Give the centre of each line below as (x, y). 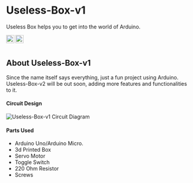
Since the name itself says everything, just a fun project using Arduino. (92, 77)
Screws (24, 175)
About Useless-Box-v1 (49, 63)
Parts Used (20, 130)
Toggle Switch (32, 162)
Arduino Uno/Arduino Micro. (49, 143)
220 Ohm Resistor (37, 169)
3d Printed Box (33, 150)
